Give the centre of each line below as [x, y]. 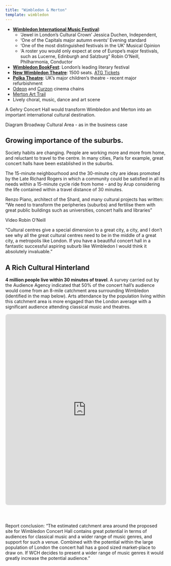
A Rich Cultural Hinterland [48, 267]
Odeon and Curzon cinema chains [48, 88]
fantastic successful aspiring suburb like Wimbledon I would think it [76, 246]
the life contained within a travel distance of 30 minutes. [64, 190]
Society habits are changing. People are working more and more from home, [85, 153]
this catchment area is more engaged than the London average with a [78, 302]
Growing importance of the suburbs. [64, 140]
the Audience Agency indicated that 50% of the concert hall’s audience [80, 285]
